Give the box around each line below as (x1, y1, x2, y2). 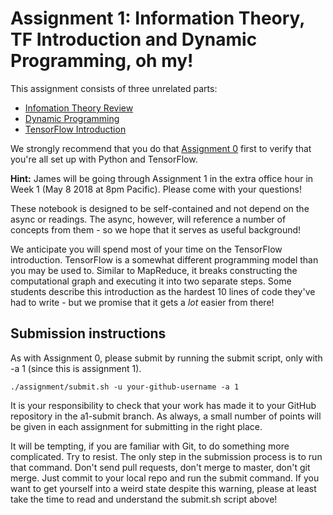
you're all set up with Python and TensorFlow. (10, 153, 198, 165)
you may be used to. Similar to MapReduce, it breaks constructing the (10, 264, 298, 276)
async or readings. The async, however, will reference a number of (10, 213, 287, 225)
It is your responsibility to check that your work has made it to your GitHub (10, 399, 317, 411)
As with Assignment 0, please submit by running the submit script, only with (10, 352, 323, 364)
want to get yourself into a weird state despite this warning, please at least (10, 482, 317, 494)
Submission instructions (10, 325, 167, 342)
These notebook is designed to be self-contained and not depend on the (10, 202, 310, 214)
